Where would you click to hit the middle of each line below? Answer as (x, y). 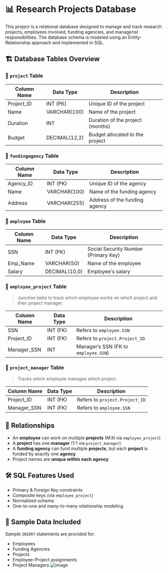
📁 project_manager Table (34, 368)
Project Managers (31, 565)
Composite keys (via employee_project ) (53, 496)
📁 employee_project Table (36, 286)
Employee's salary (109, 271)
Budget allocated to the (116, 134)
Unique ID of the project (117, 104)
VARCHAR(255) (66, 203)
